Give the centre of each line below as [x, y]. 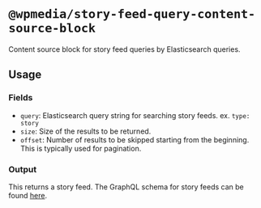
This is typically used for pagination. [81, 148]
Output [23, 169]
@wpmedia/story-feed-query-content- [132, 14]
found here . [28, 195]
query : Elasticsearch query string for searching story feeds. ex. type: [135, 115]
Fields [21, 98]
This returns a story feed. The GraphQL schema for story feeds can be [126, 187]
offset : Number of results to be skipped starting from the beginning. [135, 139]
